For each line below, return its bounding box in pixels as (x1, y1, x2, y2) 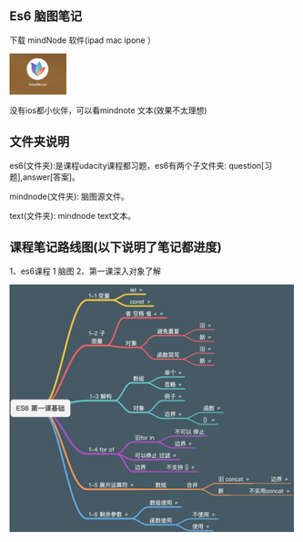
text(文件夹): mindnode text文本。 (9, 210, 136, 221)
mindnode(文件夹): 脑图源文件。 (9, 191, 130, 202)
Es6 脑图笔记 (9, 8, 83, 25)
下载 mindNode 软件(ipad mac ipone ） (9, 35, 157, 46)
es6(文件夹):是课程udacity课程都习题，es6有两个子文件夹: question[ (9, 160, 265, 171)
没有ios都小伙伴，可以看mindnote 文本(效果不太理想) (9, 104, 207, 116)
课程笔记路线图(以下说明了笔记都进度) (9, 240, 222, 255)
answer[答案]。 (22, 172, 80, 182)
